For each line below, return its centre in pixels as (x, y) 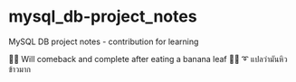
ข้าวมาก (19, 68)
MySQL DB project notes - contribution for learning (104, 41)
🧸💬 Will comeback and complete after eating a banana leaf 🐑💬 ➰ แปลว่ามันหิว (148, 59)
